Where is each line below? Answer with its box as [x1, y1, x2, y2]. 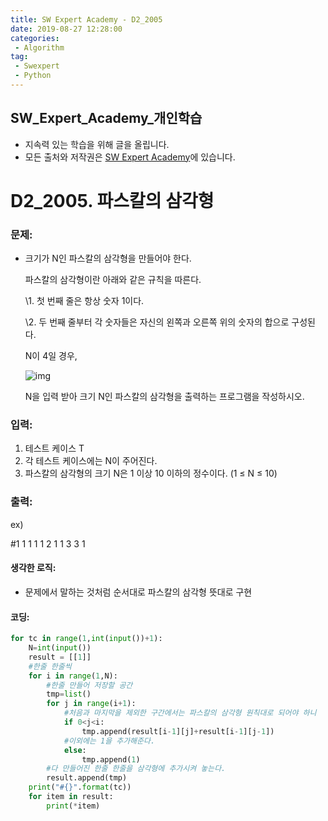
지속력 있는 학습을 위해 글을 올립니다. [24, 138, 170, 150]
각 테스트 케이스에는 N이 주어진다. [24, 455, 158, 467]
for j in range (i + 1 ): [46, 699, 137, 709]
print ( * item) [46, 801, 101, 811]
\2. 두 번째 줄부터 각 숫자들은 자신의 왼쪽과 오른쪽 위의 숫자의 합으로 [24, 316, 290, 328]
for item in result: [28, 792, 114, 802]
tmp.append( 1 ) [81, 754, 141, 765]
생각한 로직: [10, 562, 57, 574]
